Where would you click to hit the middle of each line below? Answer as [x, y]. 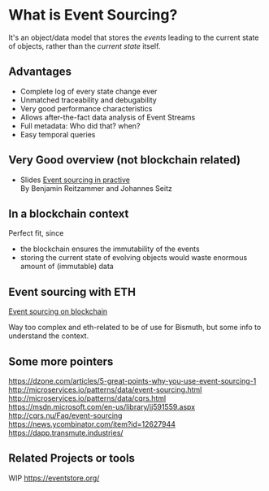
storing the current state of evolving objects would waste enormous [134, 258]
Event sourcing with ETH [72, 291]
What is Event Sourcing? [93, 15]
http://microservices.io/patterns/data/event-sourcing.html [105, 389]
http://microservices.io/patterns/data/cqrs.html [87, 398]
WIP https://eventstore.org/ [54, 478]
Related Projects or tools [72, 458]
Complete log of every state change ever [89, 91]
